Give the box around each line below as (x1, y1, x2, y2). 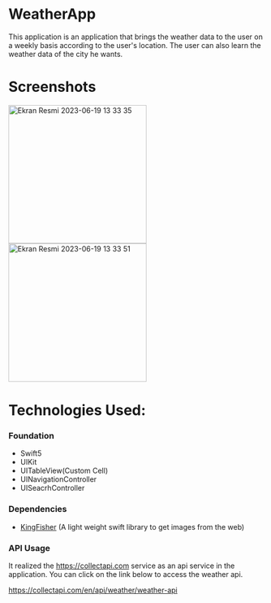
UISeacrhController (19, 483, 85, 493)
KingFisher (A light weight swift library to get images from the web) (19, 522, 245, 531)
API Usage (8, 542, 50, 553)
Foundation (8, 430, 54, 441)
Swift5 (19, 448, 42, 458)
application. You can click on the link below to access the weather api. (8, 569, 243, 579)
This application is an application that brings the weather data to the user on (8, 32, 264, 42)
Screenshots (8, 78, 97, 96)
